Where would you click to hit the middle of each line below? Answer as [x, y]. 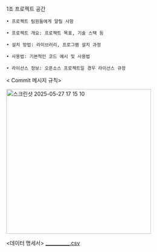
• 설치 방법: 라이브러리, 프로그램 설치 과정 [54, 45]
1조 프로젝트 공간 [26, 9]
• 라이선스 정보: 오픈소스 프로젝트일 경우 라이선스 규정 [66, 68]
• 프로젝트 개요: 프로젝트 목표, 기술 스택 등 [55, 33]
